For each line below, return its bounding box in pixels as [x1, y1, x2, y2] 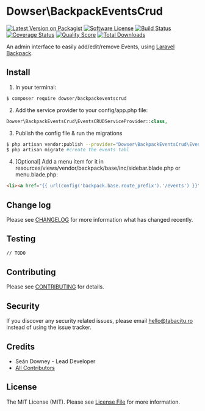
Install [6, 67, 31, 78]
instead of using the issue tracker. [6, 323, 92, 331]
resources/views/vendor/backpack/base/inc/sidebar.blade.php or [15, 164, 181, 172]
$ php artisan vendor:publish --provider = [6, 141, 116, 148]
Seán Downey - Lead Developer [15, 358, 96, 365]
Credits [6, 341, 35, 352]
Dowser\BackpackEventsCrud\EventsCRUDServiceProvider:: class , [6, 118, 168, 124]
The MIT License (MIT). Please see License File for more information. [6, 398, 180, 405]
